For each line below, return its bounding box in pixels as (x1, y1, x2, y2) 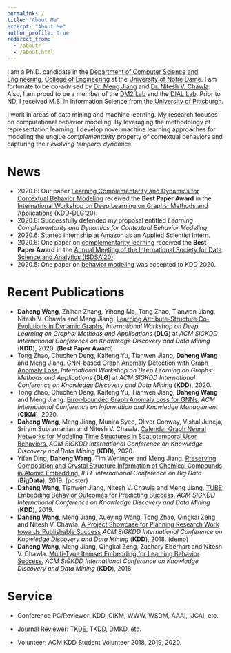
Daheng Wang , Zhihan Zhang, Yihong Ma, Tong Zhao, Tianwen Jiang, (17, 307, 216, 315)
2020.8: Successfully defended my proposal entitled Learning (17, 216, 194, 225)
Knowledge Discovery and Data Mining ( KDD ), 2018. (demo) (17, 535, 189, 543)
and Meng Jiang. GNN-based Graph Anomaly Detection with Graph (17, 359, 209, 367)
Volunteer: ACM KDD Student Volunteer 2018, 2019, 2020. (17, 638, 182, 646)
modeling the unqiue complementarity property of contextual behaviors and (7, 132, 223, 140)
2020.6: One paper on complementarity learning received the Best (17, 238, 207, 246)
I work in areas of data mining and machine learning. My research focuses (7, 110, 219, 118)
